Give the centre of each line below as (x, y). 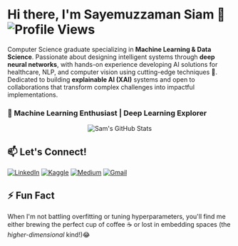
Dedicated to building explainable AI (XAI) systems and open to (101, 79)
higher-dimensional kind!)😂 (49, 235)
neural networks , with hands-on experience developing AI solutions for (113, 64)
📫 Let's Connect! (47, 152)
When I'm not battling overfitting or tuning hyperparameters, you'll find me (117, 216)
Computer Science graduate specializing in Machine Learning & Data (109, 49)
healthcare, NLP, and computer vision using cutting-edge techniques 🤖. (112, 72)
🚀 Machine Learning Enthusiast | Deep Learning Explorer (107, 113)
